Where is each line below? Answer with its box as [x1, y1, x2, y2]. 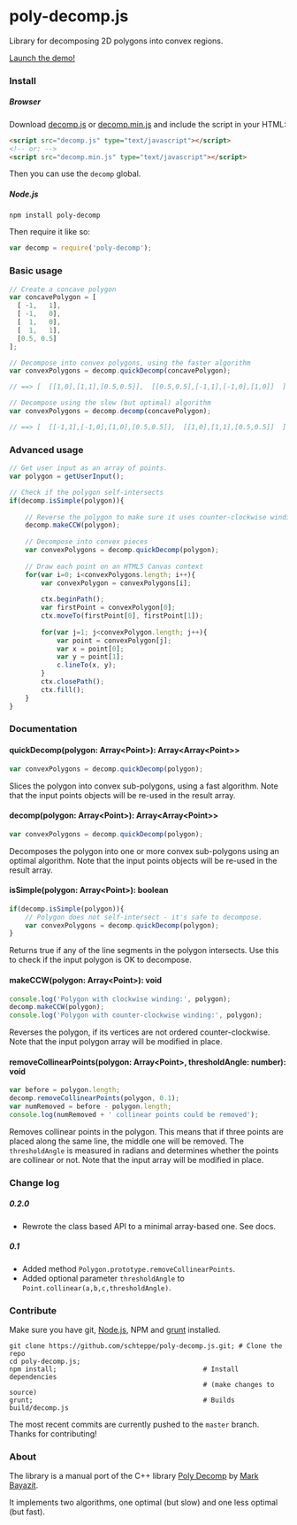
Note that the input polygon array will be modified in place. [9, 1036, 223, 1047]
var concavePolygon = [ [9, 293, 97, 302]
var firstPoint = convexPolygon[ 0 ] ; [41, 604, 176, 612]
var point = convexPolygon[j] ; [56, 635, 172, 645]
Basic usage [9, 265, 64, 277]
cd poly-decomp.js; [9, 1357, 81, 1366]
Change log [9, 1176, 60, 1189]
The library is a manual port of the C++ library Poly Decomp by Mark [9, 1471, 259, 1482]
